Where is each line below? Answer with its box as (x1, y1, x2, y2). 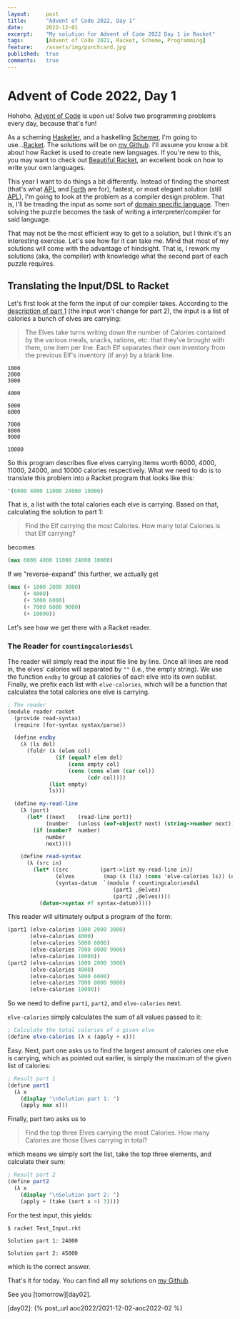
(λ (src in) (26, 860, 62, 867)
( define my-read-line (14, 800, 79, 807)
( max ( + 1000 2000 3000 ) (7, 584, 81, 591)
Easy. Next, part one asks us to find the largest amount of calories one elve (7, 1046, 229, 1055)
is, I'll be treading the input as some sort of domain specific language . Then (7, 199, 230, 208)
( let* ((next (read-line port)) (26, 814, 133, 821)
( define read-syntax (20, 853, 81, 860)
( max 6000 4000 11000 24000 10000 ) (7, 557, 114, 564)
